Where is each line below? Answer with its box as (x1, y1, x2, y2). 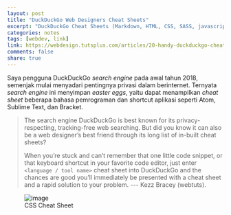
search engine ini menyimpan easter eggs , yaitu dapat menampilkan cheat (7, 88, 219, 96)
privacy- (176, 116, 201, 124)
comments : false (7, 49, 54, 56)
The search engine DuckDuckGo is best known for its (23, 116, 175, 124)
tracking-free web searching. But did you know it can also (57, 123, 222, 131)
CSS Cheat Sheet (24, 201, 74, 210)
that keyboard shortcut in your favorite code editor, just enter (23, 159, 197, 167)
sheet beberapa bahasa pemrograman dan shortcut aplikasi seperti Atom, (7, 95, 216, 104)
